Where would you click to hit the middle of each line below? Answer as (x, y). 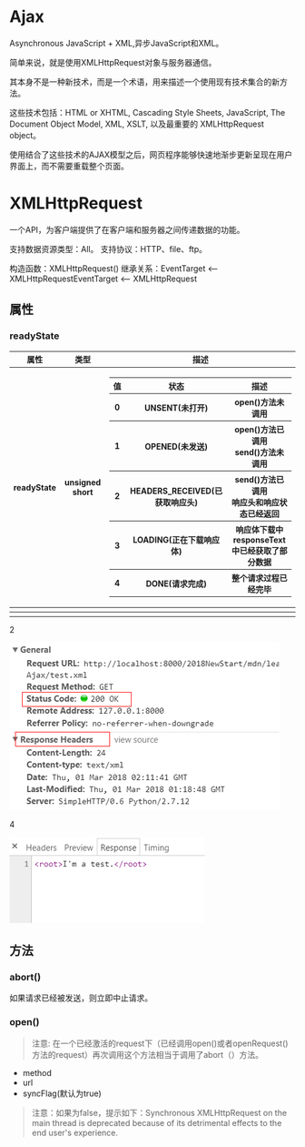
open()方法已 (260, 429)
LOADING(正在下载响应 (177, 540)
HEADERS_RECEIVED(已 (177, 491)
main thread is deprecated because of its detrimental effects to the (157, 1122)
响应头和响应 (255, 502)
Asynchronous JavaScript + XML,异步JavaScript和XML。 (117, 43)
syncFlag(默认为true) (62, 1093)
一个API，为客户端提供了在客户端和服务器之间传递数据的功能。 (127, 229)
